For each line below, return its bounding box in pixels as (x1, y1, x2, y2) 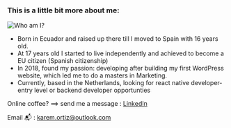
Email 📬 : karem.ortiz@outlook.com (7, 113, 111, 122)
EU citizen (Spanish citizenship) (17, 57, 109, 65)
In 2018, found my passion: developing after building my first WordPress (17, 64, 224, 73)
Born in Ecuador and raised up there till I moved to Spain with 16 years (17, 35, 218, 43)
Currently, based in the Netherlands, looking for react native (17, 79, 190, 87)
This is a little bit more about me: (7, 6, 120, 15)
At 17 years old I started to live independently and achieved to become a (17, 49, 225, 57)
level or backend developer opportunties (34, 86, 151, 95)
